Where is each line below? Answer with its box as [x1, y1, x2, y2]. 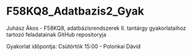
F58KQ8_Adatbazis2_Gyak [6, 4, 145, 18]
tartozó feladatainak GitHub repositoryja [6, 30, 106, 38]
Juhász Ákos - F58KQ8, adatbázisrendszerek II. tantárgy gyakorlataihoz [6, 24, 187, 32]
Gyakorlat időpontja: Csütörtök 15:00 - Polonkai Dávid [6, 43, 141, 50]
